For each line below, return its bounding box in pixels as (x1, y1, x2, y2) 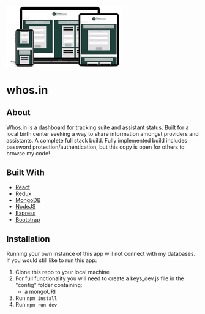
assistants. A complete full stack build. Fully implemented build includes (6, 136, 188, 144)
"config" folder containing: (15, 282, 83, 289)
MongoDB (15, 196, 41, 204)
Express (15, 209, 36, 217)
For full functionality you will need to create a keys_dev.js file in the (15, 275, 185, 282)
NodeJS (15, 203, 36, 211)
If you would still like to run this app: (6, 256, 97, 264)
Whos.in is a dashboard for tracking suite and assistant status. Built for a (6, 124, 189, 131)
